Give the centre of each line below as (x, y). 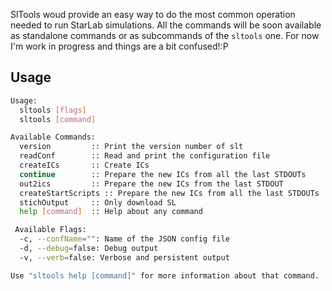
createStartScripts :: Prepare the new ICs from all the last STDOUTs (169, 193)
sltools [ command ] (58, 119)
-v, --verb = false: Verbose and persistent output (124, 257)
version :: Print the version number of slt (131, 147)
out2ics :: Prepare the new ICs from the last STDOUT (151, 184)
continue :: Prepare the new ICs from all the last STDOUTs (163, 174)
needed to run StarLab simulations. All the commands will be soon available (166, 25)
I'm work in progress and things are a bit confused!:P (119, 46)
